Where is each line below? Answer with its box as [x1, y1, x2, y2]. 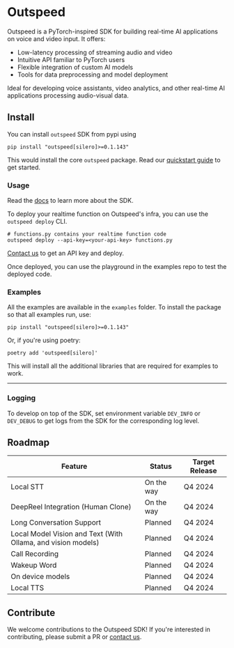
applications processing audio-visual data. [7, 91, 129, 100]
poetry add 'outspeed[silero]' [7, 350, 98, 357]
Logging [7, 393, 36, 403]
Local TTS [10, 583, 45, 593]
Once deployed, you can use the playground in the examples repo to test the [7, 263, 227, 271]
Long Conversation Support [10, 518, 102, 527]
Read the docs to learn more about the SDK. [7, 196, 134, 205]
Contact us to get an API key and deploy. [7, 249, 124, 258]
